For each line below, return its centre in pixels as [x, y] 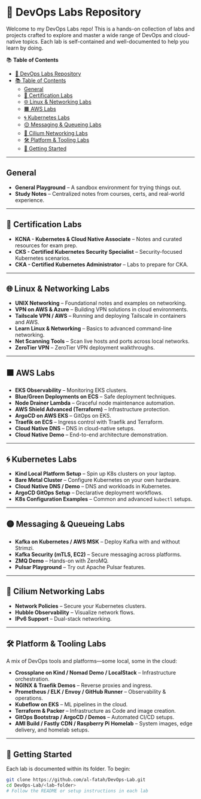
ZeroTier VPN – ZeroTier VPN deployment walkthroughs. [85, 348]
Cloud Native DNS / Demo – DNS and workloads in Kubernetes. [93, 486]
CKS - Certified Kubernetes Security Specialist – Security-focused [98, 251]
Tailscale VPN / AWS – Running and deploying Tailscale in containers [100, 316]
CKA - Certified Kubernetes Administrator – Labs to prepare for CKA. [101, 264]
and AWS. [27, 322]
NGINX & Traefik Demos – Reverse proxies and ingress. [83, 685]
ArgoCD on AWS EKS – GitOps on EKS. [63, 416]
